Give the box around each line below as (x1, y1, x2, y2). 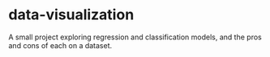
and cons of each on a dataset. (8, 40, 113, 50)
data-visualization (8, 6, 135, 24)
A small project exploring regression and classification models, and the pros (8, 32, 262, 42)
